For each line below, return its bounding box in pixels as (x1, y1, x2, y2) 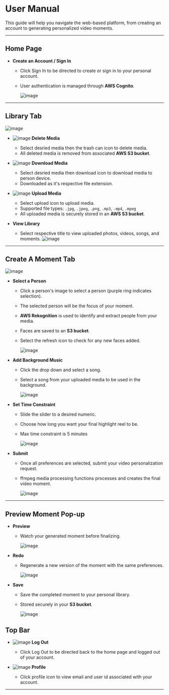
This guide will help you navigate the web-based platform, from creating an (5, 20, 161, 26)
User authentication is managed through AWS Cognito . (20, 83, 135, 89)
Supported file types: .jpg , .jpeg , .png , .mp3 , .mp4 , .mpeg (20, 205, 136, 211)
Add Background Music (12, 357, 63, 363)
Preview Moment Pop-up (5, 510, 85, 518)
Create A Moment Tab (5, 255, 75, 263)
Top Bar (5, 626, 30, 634)
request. (20, 466, 38, 472)
